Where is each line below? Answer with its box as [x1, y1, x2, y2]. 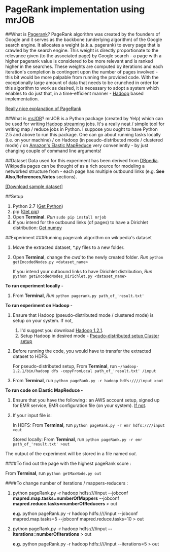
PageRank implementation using [5, 4, 145, 15]
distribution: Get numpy [12, 225, 62, 231]
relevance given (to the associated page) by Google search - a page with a [5, 52, 162, 59]
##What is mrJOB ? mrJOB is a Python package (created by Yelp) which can [5, 115, 163, 121]
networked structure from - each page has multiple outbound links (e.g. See [5, 168, 165, 174]
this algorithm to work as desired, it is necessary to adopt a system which [5, 85, 159, 91]
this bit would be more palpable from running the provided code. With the [5, 74, 159, 80]
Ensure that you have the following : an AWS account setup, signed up [12, 397, 160, 403]
